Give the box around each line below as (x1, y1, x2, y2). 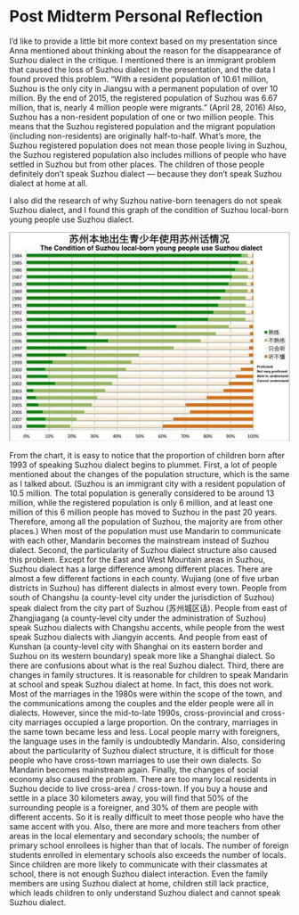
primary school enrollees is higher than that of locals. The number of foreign (9, 840, 289, 851)
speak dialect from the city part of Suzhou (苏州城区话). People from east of (9, 602, 287, 613)
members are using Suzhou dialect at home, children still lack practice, (9, 878, 269, 888)
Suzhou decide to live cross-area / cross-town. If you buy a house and (9, 783, 269, 794)
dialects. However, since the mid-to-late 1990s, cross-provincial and (9, 707, 260, 718)
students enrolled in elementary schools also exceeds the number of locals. (9, 849, 287, 860)
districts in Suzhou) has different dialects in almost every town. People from (9, 582, 287, 593)
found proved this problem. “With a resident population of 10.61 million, (9, 73, 269, 84)
